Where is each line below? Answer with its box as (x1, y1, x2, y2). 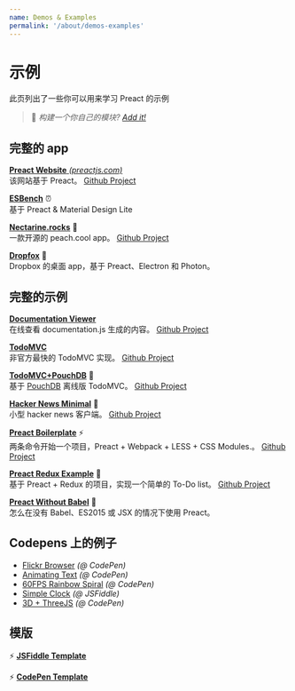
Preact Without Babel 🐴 (9, 496, 97, 507)
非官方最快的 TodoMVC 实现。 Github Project (9, 353, 175, 363)
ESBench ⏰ (9, 193, 51, 204)
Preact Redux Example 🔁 (9, 468, 102, 480)
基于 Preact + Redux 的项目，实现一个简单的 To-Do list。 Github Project (9, 479, 271, 489)
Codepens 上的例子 (9, 536, 117, 551)
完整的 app (9, 140, 69, 155)
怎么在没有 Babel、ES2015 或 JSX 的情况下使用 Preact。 (9, 507, 215, 518)
